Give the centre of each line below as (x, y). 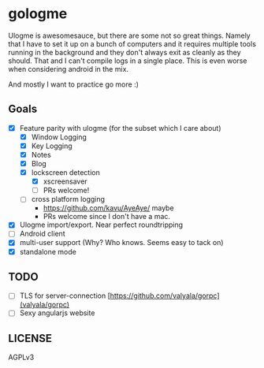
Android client (42, 234)
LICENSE (30, 338)
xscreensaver (65, 181)
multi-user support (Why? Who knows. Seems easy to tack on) (121, 243)
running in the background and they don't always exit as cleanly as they (125, 52)
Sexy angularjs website (57, 313)
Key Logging (52, 146)
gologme (38, 14)
